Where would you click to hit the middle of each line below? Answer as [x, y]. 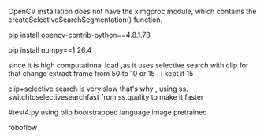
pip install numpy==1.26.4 [50, 50]
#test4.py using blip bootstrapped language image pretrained [108, 112]
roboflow [23, 127]
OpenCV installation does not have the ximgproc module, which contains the [132, 11]
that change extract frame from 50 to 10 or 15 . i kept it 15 [101, 73]
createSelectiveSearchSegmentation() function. [86, 20]
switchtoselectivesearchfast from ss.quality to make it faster [106, 97]
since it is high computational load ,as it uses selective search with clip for [128, 65]
